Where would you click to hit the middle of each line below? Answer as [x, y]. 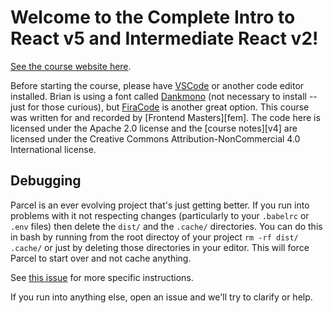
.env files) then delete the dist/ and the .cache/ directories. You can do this [166, 226]
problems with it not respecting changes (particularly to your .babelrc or [160, 215]
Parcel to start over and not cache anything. [101, 258]
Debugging [46, 181]
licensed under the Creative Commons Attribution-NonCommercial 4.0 [155, 138]
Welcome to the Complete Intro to [153, 17]
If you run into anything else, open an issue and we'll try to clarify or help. [161, 297]
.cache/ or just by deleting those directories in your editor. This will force [160, 247]
